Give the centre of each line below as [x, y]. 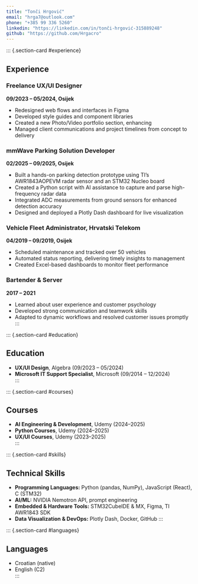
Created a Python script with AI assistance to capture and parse [92, 187]
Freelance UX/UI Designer [44, 86]
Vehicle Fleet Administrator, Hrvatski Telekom [73, 228]
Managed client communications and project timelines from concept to [101, 129]
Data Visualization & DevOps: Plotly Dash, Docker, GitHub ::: [89, 519]
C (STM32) [28, 494]
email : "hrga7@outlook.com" [41, 17]
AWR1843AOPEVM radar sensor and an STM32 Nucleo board [90, 181]
